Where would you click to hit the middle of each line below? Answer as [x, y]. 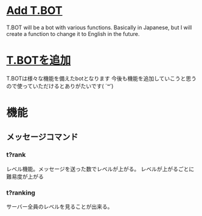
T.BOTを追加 [39, 61]
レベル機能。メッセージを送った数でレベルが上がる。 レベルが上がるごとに [100, 169]
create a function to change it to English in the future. [73, 33]
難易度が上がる [25, 176]
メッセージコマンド [42, 137]
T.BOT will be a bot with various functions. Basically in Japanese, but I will [99, 27]
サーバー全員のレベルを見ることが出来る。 [60, 207]
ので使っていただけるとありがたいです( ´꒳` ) [60, 86]
